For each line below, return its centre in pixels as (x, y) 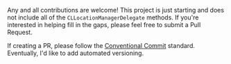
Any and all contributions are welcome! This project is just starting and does (115, 10)
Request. (20, 32)
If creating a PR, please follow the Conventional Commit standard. (101, 46)
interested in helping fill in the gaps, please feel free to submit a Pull (104, 25)
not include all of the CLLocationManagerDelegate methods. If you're (103, 17)
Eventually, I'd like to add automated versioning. (76, 53)
